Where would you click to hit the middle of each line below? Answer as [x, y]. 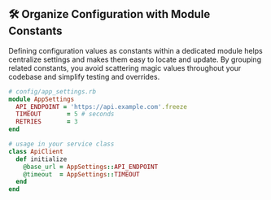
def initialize [42, 159]
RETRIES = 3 [47, 122]
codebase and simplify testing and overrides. [84, 76]
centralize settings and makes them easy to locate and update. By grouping [135, 59]
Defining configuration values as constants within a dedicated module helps [135, 50]
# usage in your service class [61, 144]
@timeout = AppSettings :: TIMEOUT [81, 174]
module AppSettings [42, 99]
